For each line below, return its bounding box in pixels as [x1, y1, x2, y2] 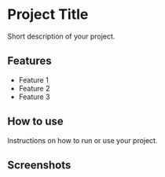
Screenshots [7, 158, 71, 171]
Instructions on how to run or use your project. [7, 135, 158, 145]
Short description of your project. [7, 31, 115, 41]
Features [7, 54, 52, 68]
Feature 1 [18, 75, 49, 84]
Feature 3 [18, 92, 50, 101]
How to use [7, 115, 64, 128]
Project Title [7, 6, 89, 24]
